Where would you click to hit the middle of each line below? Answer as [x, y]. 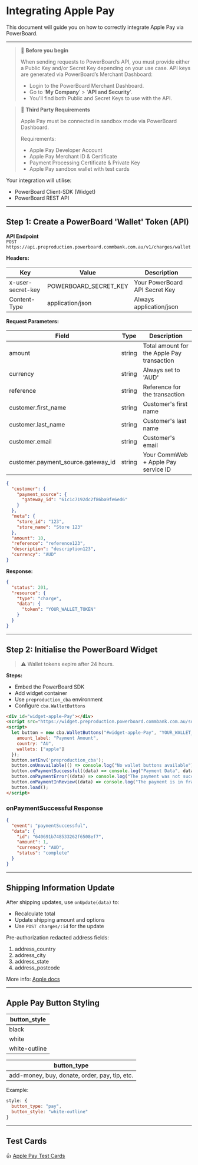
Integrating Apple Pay [60, 11]
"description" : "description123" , [54, 549]
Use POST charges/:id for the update [59, 926]
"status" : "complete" [43, 853]
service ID [157, 469]
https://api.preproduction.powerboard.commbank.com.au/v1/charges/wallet [99, 247]
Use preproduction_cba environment [59, 699]
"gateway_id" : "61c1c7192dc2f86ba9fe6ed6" [75, 500]
